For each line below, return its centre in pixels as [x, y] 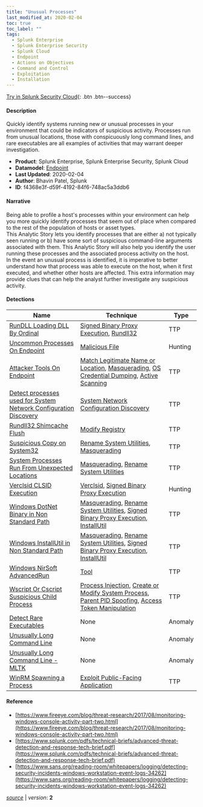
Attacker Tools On [35, 368]
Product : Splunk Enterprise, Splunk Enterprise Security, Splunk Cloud [101, 162]
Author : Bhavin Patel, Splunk [51, 181]
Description [21, 110]
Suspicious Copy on [38, 443]
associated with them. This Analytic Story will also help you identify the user [101, 247]
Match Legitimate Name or [118, 360]
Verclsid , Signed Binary [113, 485]
